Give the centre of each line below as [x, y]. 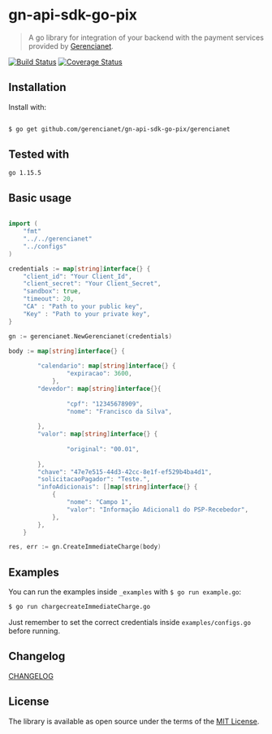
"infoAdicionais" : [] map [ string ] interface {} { [118, 487]
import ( [23, 224]
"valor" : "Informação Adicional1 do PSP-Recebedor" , [158, 510]
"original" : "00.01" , [103, 449]
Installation [37, 87]
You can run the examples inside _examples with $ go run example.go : [125, 592]
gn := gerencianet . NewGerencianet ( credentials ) [91, 336]
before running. [35, 631]
